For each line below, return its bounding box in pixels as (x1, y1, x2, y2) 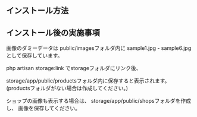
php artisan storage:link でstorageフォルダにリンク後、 (6, 65, 142, 72)
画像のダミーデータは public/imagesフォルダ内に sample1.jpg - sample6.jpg (6, 45, 192, 52)
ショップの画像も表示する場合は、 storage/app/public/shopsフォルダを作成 (6, 97, 192, 105)
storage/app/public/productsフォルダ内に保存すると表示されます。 (6, 77, 170, 84)
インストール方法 (6, 5, 69, 16)
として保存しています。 (6, 52, 63, 59)
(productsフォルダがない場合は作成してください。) (6, 85, 129, 92)
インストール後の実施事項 (6, 27, 100, 37)
